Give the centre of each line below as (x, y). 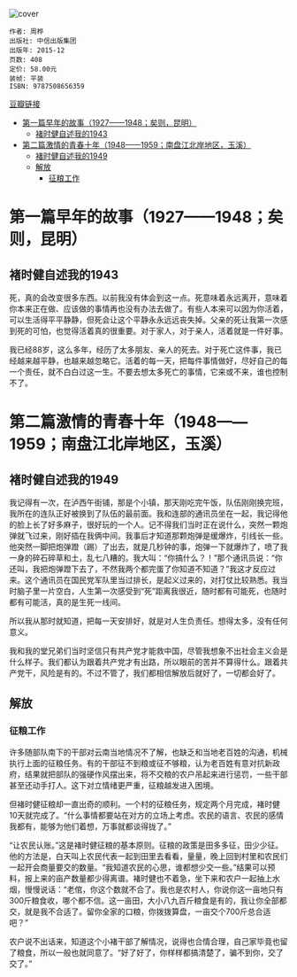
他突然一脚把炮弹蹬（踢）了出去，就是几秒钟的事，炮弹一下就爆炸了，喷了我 (148, 547)
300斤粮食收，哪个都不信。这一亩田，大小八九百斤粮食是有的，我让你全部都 (148, 900)
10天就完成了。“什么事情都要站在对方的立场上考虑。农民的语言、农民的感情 (147, 815)
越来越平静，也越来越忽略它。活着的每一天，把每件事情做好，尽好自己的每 (152, 361)
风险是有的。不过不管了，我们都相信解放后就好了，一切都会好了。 (160, 673)
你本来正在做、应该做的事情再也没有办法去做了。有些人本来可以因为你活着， (148, 309)
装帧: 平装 (27, 79)
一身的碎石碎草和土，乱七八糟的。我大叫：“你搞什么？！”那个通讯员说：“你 (146, 558)
